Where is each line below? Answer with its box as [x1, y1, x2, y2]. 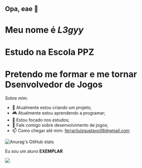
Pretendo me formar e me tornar [5, 68, 137, 80]
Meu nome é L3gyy [5, 24, 84, 35]
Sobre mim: [5, 95, 28, 101]
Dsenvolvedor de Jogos [5, 79, 103, 90]
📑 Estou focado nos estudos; [12, 117, 70, 123]
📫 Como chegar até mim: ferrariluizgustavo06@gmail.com [12, 127, 130, 134]
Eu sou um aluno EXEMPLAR [5, 148, 63, 154]
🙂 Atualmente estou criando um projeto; [12, 104, 92, 110]
